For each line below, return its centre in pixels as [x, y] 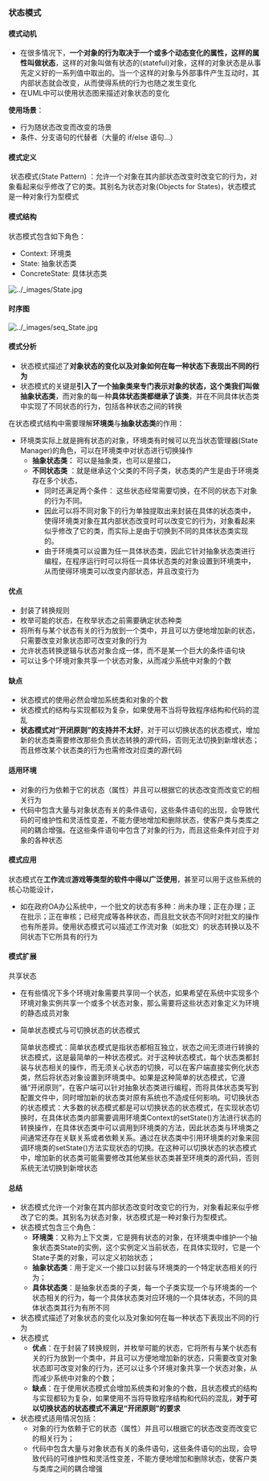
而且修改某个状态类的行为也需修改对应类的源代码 [101, 751]
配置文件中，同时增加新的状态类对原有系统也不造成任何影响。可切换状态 [139, 1097]
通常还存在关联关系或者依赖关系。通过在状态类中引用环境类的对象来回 [143, 1137]
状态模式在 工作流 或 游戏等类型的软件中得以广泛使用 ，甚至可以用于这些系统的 [135, 879]
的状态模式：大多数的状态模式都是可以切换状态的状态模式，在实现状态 [136, 1107]
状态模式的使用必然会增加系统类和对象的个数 [94, 700]
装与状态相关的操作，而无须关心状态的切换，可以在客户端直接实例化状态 [139, 1067]
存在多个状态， [57, 480]
